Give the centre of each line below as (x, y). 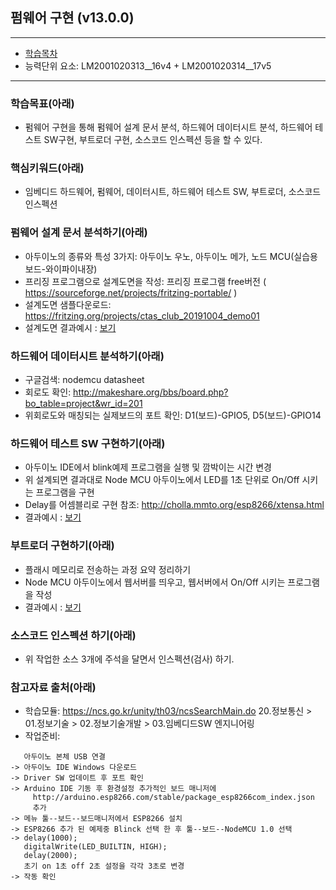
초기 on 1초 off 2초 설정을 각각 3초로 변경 (104, 866)
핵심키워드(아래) (47, 168)
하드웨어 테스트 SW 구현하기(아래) (88, 443)
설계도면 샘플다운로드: (68, 304)
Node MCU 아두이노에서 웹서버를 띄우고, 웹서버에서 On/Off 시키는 (155, 582)
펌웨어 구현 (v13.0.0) (72, 18)
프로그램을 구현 (65, 492)
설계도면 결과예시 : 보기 (70, 327)
